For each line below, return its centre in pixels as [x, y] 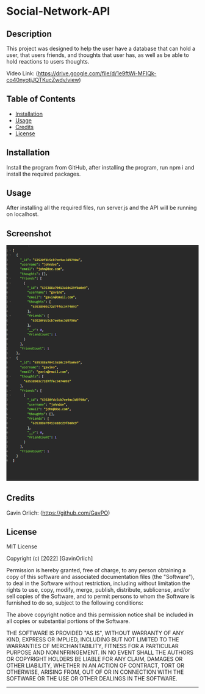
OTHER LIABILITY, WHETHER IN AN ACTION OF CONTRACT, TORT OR [95, 666]
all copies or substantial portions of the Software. [68, 621]
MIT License [22, 547]
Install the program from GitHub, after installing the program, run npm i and [100, 167]
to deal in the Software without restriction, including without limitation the [98, 583]
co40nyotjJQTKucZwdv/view [43, 80]
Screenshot [29, 233]
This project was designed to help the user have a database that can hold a [101, 48]
